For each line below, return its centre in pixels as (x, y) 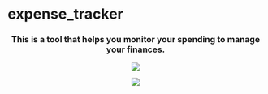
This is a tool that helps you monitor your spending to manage (136, 40)
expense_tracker (65, 14)
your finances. (136, 49)
